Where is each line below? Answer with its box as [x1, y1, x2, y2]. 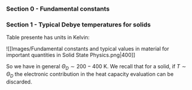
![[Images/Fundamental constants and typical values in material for [6, 45, 169, 52]
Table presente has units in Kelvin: [6, 34, 90, 41]
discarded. [6, 78, 33, 85]
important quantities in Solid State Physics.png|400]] [6, 52, 136, 59]
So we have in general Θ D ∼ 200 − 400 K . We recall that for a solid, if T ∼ [6, 63, 187, 72]
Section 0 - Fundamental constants [6, 5, 110, 13]
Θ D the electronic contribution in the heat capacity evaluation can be [6, 71, 174, 79]
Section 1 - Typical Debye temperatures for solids [6, 20, 151, 28]
